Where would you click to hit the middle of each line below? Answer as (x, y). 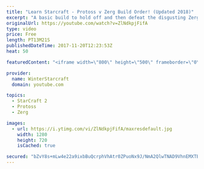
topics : (16, 95)
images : (16, 123)
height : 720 (32, 140)
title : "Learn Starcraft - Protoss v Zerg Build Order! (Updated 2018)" (100, 12)
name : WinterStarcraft (40, 79)
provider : (19, 73)
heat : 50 (17, 51)
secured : (17, 157)
